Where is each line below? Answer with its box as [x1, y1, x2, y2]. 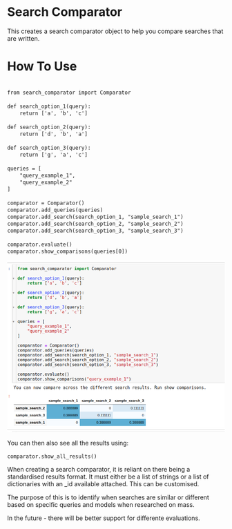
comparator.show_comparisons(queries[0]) [7, 248, 128, 255]
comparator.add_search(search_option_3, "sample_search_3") [7, 227, 184, 234]
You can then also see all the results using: [7, 439, 129, 448]
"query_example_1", [19, 172, 76, 179]
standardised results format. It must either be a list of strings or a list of [7, 472, 209, 481]
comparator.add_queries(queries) [7, 206, 104, 213]
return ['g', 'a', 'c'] [19, 151, 88, 158]
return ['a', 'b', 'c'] [19, 110, 88, 117]
